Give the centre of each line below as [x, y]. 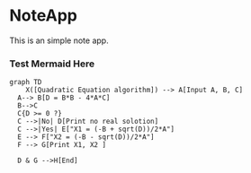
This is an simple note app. [59, 40]
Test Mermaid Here [52, 64]
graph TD [26, 82]
